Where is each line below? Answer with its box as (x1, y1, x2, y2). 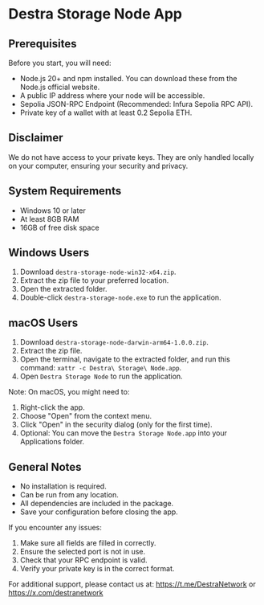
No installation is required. (19, 481, 107, 491)
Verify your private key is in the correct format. (19, 564, 175, 574)
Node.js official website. (19, 82, 100, 92)
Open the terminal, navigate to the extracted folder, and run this (19, 354, 230, 364)
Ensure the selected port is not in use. (19, 547, 146, 557)
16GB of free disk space (19, 223, 100, 232)
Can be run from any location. (19, 490, 119, 500)
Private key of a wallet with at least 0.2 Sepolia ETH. (19, 108, 193, 117)
